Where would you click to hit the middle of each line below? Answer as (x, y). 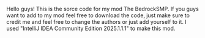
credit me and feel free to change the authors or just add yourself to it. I (96, 22)
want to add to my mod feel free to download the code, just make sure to (98, 15)
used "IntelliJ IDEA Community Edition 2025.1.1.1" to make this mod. (91, 28)
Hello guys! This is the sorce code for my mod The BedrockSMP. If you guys (102, 9)
